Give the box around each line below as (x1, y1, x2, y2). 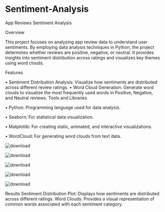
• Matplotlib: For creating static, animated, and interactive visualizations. (5, 124, 152, 129)
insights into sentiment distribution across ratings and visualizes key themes (5, 54, 161, 60)
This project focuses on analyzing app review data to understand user (5, 39, 148, 45)
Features (5, 69, 23, 75)
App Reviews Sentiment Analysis (5, 20, 72, 26)
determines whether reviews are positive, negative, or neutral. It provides (5, 49, 154, 55)
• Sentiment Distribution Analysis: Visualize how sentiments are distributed (5, 79, 158, 85)
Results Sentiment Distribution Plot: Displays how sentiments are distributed (5, 190, 160, 196)
